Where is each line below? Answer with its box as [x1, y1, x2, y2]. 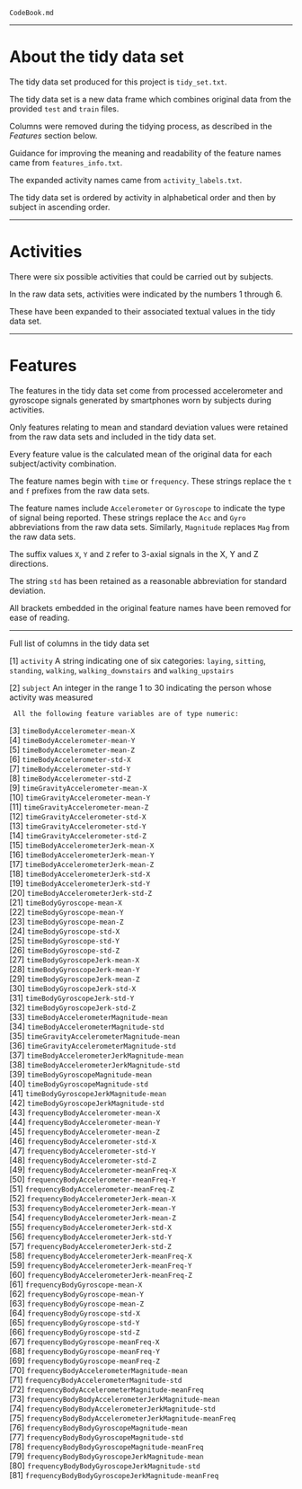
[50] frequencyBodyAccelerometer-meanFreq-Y [9, 1174, 177, 1184]
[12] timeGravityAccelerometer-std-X [9, 811, 147, 821]
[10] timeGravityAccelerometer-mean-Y [9, 792, 151, 802]
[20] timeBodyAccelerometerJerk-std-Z [9, 887, 153, 898]
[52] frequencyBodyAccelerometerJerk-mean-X [9, 1192, 176, 1203]
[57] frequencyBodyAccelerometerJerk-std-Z [9, 1240, 173, 1251]
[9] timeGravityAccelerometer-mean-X [9, 782, 147, 793]
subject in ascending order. [9, 201, 111, 212]
